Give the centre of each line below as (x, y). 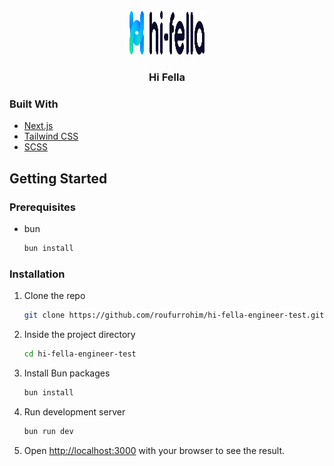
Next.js (38, 126)
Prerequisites (42, 207)
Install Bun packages (67, 373)
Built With (34, 104)
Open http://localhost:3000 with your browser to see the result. (154, 450)
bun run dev (48, 431)
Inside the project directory (79, 334)
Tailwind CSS (51, 136)
